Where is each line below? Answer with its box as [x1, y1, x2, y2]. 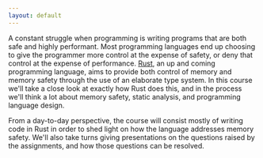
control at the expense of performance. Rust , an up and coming [8, 58, 215, 68]
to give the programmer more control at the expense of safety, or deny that [8, 50, 253, 59]
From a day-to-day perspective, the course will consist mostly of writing [8, 115, 244, 125]
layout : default [8, 11, 62, 20]
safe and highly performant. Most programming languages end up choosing [8, 41, 256, 51]
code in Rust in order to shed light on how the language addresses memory [8, 124, 254, 134]
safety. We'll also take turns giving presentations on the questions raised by [8, 132, 255, 142]
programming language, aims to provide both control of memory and [8, 66, 232, 76]
